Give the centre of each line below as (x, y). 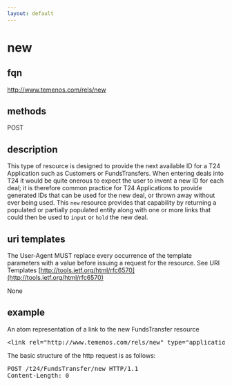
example (26, 313)
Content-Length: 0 (38, 375)
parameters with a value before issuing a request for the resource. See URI (113, 263)
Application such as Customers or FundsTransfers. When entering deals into (116, 174)
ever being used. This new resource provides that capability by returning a (112, 203)
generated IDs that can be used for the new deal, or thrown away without (111, 195)
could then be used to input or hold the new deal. (78, 217)
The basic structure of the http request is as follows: (81, 355)
